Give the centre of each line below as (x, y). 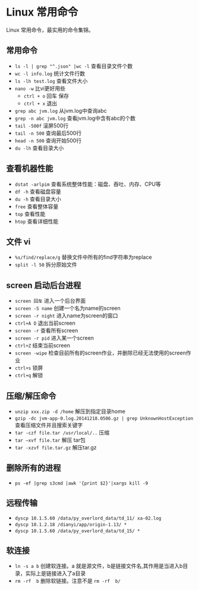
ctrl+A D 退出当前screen (45, 323)
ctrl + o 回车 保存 (46, 95)
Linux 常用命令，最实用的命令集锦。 (50, 30)
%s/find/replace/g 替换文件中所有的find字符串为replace (83, 257)
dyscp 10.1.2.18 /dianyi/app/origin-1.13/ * (71, 524)
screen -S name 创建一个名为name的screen (67, 308)
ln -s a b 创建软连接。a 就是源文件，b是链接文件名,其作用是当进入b (99, 566)
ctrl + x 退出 (40, 103)
